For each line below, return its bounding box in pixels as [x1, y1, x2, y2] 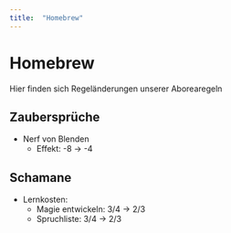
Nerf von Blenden [22, 133, 89, 144]
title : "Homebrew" [9, 13, 84, 23]
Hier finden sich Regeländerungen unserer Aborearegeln [9, 83, 223, 94]
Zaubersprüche [9, 109, 100, 124]
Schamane [9, 170, 72, 185]
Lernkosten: [22, 194, 68, 206]
